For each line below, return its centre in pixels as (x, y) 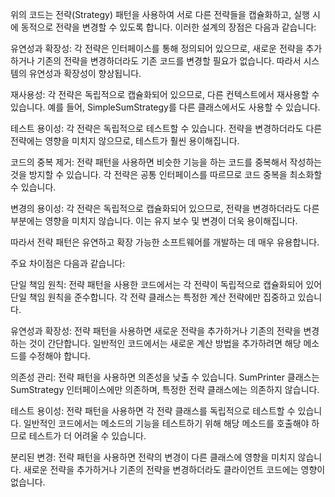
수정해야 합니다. (59, 356)
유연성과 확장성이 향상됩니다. (85, 73)
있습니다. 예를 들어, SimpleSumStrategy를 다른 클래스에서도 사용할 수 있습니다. (165, 107)
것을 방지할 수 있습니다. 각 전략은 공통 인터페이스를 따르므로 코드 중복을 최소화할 (166, 174)
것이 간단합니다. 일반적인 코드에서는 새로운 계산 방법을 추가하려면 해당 (165, 343)
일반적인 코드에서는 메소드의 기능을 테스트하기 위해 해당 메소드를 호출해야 (166, 423)
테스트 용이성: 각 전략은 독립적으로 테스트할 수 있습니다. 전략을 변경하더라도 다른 (166, 128)
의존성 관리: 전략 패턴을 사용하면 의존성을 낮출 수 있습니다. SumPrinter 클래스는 (165, 377)
